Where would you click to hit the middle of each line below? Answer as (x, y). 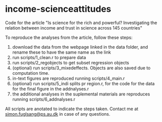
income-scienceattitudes (58, 9)
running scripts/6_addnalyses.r (44, 99)
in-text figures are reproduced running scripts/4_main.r (68, 78)
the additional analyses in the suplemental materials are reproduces (81, 94)
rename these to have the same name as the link (61, 52)
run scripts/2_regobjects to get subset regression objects (71, 62)
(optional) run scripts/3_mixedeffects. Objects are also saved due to (81, 68)
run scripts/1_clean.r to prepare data (49, 57)
